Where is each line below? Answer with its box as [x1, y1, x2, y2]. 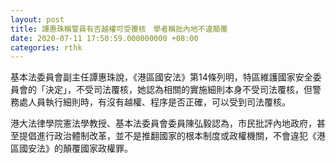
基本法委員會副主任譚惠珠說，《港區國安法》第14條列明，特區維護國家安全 [10, 71, 313, 83]
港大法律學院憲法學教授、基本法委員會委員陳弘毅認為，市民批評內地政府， [10, 117, 317, 130]
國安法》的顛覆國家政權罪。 [18, 142, 133, 155]
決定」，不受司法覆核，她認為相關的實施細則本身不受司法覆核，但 [44, 84, 313, 96]
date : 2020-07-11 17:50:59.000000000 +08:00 [10, 33, 199, 43]
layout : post [10, 14, 65, 25]
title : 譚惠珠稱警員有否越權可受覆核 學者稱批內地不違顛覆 [10, 24, 228, 34]
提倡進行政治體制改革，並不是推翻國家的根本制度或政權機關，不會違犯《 [18, 130, 317, 142]
